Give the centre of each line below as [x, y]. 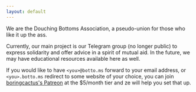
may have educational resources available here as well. [73, 58]
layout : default [26, 11]
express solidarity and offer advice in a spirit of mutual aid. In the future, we [98, 52]
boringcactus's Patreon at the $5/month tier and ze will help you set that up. [99, 83]
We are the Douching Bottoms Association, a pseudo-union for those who [96, 28]
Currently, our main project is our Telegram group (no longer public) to [92, 46]
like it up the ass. [27, 34]
